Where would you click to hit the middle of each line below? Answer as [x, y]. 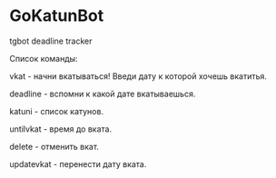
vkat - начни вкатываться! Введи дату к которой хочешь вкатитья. [138, 76]
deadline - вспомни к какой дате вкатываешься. [103, 94]
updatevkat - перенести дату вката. [78, 163]
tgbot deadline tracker [51, 41]
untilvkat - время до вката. [60, 129]
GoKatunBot [57, 16]
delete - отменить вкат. [54, 146]
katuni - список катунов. [57, 111]
